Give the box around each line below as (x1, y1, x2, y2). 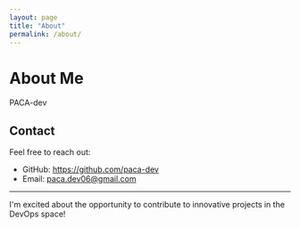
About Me (9, 68, 84, 88)
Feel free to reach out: (9, 147, 91, 158)
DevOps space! (9, 208, 66, 219)
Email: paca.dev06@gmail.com (21, 174, 137, 184)
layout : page (9, 12, 58, 22)
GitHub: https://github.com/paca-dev (21, 164, 159, 175)
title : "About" (9, 21, 66, 30)
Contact (9, 123, 55, 138)
